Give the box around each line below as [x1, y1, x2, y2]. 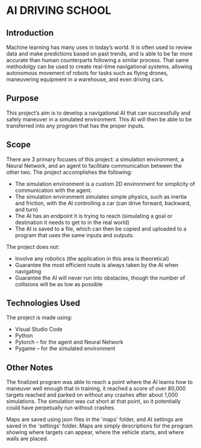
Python [14, 332, 33, 339]
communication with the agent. [14, 187, 92, 194]
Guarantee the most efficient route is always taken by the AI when [14, 261, 179, 269]
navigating [14, 267, 42, 275]
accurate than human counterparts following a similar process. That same [6, 57, 190, 63]
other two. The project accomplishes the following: [6, 168, 132, 176]
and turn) [14, 206, 39, 213]
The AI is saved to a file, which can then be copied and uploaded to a [14, 225, 187, 232]
